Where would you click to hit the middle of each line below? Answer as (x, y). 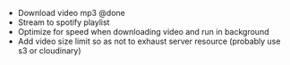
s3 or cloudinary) (49, 51)
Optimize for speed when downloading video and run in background (143, 32)
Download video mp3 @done (71, 13)
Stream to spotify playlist (64, 22)
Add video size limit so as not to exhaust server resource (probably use (149, 41)
